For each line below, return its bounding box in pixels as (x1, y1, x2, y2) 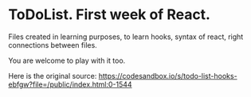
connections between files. (8, 40, 97, 49)
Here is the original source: (8, 71, 97, 80)
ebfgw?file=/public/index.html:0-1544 (8, 80, 133, 89)
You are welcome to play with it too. (8, 56, 126, 65)
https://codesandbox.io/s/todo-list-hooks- (98, 71, 237, 80)
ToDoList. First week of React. (8, 6, 211, 24)
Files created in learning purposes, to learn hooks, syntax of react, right (8, 32, 244, 41)
